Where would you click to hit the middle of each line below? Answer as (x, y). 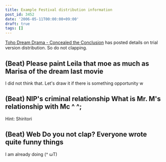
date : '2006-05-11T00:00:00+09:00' (42, 19)
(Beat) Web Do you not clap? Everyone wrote (76, 134)
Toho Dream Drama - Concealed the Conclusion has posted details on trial (82, 42)
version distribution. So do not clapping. (46, 48)
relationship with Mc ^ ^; (44, 107)
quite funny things (34, 142)
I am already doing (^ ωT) (31, 154)
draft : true (17, 24)
